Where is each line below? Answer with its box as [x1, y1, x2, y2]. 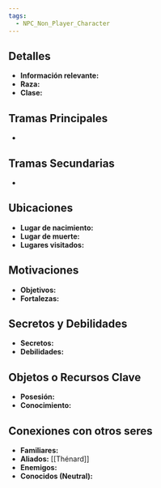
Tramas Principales [8, 111, 108, 125]
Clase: [19, 88, 43, 98]
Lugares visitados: [19, 240, 85, 249]
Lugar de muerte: [19, 231, 80, 241]
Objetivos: [19, 285, 57, 295]
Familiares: [19, 446, 59, 455]
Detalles [8, 49, 51, 63]
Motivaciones [8, 264, 79, 278]
